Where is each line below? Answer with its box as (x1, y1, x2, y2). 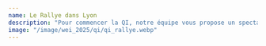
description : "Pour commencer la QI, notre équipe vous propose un (8, 19, 236, 27)
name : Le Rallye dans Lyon (8, 11, 97, 19)
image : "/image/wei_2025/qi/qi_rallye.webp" (8, 26, 158, 34)
